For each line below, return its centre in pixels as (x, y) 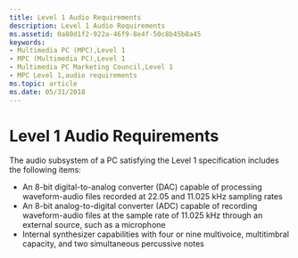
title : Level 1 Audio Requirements (75, 17)
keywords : (28, 42)
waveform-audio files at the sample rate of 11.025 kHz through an (142, 215)
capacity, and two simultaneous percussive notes (113, 244)
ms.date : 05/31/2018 (48, 92)
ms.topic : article (43, 84)
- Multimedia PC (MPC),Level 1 (67, 51)
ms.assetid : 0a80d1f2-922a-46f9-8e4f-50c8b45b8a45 (105, 34)
